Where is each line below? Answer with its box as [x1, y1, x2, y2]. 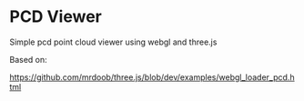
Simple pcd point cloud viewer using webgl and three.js [9, 36, 218, 47]
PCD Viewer [9, 6, 102, 27]
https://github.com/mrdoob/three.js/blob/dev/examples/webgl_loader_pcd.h [9, 71, 295, 83]
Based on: [9, 54, 47, 65]
